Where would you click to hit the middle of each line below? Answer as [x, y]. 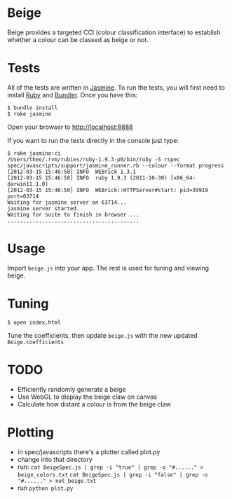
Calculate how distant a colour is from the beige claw [94, 404]
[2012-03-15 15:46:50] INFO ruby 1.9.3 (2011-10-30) [88, 178]
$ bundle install [33, 108]
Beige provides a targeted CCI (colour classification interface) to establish [114, 32]
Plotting [30, 432]
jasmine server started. [43, 208]
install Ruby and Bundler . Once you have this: [73, 95]
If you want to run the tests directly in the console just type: [93, 140]
